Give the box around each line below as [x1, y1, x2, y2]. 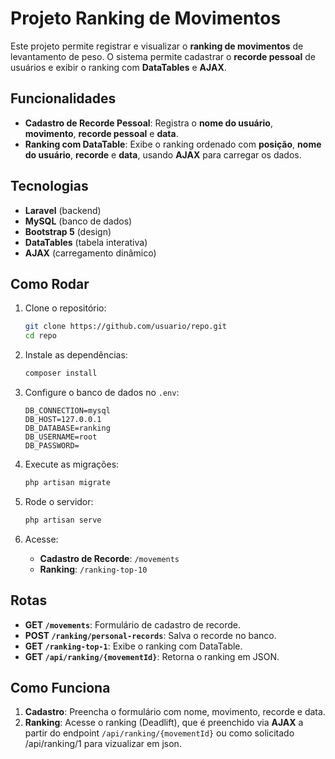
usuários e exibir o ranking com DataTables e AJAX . [10, 61, 227, 73]
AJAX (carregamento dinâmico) [24, 247, 157, 259]
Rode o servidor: [24, 495, 94, 507]
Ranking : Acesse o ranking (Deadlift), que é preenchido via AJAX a [24, 717, 304, 729]
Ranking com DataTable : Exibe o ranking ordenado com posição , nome [24, 138, 322, 150]
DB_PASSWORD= [24, 441, 80, 451]
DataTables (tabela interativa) [24, 236, 148, 248]
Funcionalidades [10, 90, 117, 107]
